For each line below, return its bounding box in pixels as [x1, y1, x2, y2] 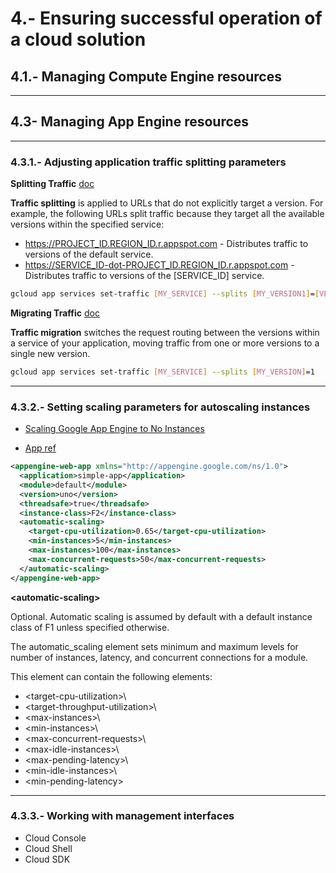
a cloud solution [10, 28, 147, 51]
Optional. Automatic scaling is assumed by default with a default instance [10, 610, 313, 622]
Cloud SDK [24, 853, 71, 865]
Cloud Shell [24, 842, 73, 854]
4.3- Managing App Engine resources [10, 113, 250, 131]
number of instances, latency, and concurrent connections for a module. [10, 651, 309, 663]
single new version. [10, 347, 91, 359]
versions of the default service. [24, 248, 154, 261]
